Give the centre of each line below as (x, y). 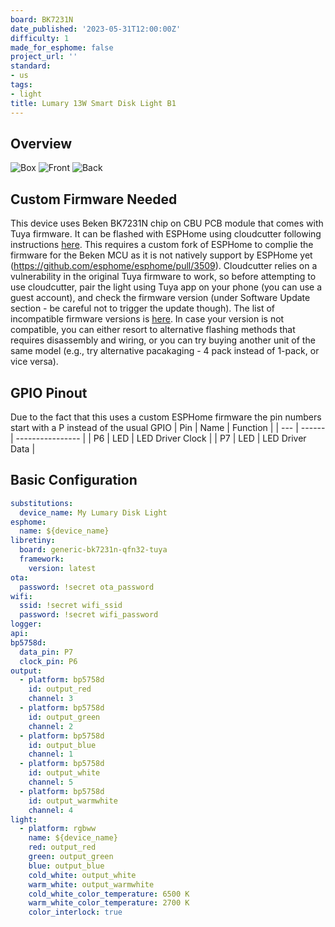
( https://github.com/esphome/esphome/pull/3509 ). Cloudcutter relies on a (164, 266)
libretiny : (33, 541)
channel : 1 (51, 754)
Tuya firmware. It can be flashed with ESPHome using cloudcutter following (166, 234)
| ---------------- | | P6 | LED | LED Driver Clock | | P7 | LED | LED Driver (158, 438)
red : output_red (62, 847)
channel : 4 (51, 810)
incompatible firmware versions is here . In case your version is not (147, 319)
